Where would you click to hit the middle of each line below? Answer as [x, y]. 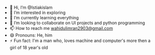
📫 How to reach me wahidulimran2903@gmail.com [61, 28]
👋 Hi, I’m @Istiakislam [31, 7]
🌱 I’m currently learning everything [44, 18]
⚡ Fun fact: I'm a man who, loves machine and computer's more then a [80, 41]
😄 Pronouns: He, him [31, 35]
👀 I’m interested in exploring [38, 13]
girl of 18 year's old [29, 48]
